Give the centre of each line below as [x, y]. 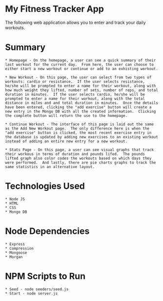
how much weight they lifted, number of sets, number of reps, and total [82, 90]
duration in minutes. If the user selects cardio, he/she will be [75, 94]
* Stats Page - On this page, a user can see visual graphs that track [79, 150]
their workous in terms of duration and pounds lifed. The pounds [75, 154]
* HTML [12, 203]
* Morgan [14, 257]
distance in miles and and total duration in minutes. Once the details [82, 103]
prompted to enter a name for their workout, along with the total [75, 98]
